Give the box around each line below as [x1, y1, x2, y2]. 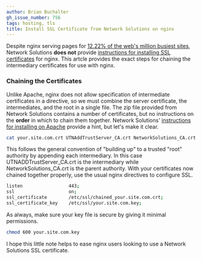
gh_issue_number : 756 [6, 15, 61, 21]
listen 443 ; [6, 183, 80, 189]
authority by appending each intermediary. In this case [6, 152, 143, 160]
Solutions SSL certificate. [6, 246, 70, 254]
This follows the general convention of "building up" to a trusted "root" [6, 146, 183, 153]
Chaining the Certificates [6, 77, 82, 86]
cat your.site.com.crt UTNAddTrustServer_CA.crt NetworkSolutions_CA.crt [6, 135, 197, 141]
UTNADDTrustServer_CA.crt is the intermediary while [6, 158, 139, 166]
